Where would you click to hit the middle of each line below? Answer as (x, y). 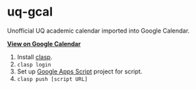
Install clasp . (34, 57)
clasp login (34, 65)
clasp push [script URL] (52, 79)
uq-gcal (30, 12)
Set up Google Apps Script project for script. (80, 71)
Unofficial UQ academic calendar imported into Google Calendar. (98, 31)
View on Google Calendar (44, 43)
